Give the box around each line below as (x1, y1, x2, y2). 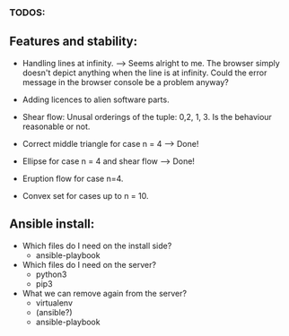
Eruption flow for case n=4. (22, 173, 124, 184)
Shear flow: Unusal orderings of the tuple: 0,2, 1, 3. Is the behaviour (22, 111, 272, 122)
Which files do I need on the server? (22, 259, 157, 270)
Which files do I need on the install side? (22, 240, 172, 251)
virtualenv (35, 297, 74, 308)
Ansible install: (9, 217, 95, 232)
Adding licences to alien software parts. (22, 94, 170, 105)
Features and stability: (9, 34, 138, 49)
